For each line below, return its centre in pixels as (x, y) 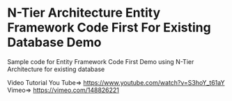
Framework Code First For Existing (109, 28)
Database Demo (54, 42)
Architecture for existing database (56, 69)
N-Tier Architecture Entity (84, 13)
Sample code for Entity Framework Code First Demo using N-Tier (101, 61)
